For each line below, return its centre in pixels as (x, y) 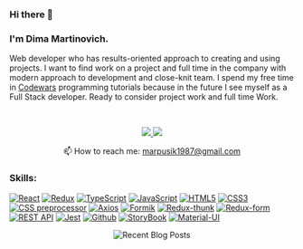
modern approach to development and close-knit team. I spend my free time (151, 78)
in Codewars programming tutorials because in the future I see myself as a (148, 87)
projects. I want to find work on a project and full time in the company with (148, 68)
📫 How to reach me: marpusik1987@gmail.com (152, 151)
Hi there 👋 (32, 14)
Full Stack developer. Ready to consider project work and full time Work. (144, 97)
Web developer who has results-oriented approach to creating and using (145, 59)
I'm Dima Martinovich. (59, 38)
